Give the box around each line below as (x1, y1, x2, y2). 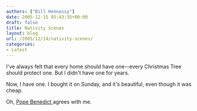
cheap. (6, 86, 24, 94)
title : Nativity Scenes (6, 25, 65, 31)
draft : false (6, 19, 38, 25)
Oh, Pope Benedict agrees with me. (6, 98, 92, 105)
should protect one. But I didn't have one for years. (6, 69, 129, 76)
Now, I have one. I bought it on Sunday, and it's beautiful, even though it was (6, 80, 192, 88)
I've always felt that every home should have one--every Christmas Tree (6, 63, 182, 70)
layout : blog (6, 31, 38, 36)
